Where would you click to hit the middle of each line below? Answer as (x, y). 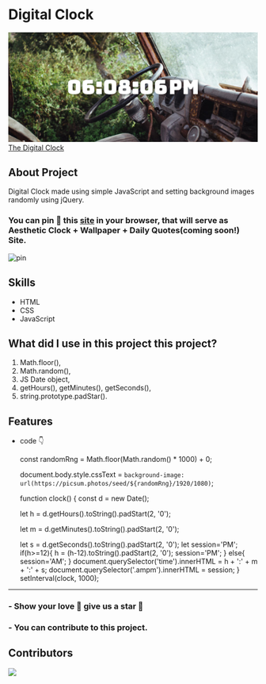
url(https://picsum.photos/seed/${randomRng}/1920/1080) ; (116, 483)
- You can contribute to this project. (78, 628)
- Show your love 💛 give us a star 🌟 (76, 606)
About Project (43, 173)
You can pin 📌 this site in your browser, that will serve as (118, 221)
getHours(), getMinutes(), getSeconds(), (85, 388)
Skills (22, 283)
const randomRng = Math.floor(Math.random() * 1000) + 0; (116, 459)
